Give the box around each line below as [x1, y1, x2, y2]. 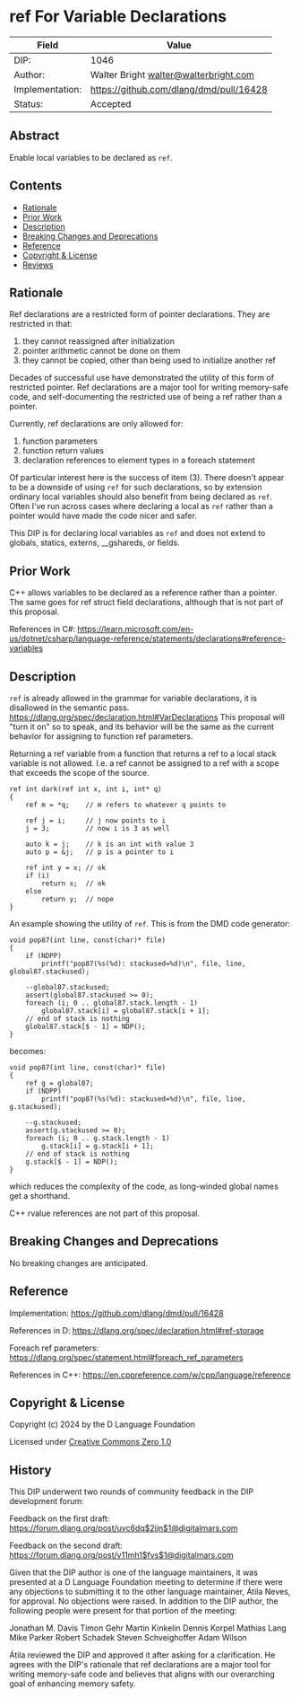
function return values [21, 445, 105, 456]
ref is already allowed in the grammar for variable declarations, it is [9, 693, 258, 703]
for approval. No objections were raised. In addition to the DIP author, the [9, 1596, 279, 1606]
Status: [13, 97, 43, 110]
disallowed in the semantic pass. [9, 702, 130, 713]
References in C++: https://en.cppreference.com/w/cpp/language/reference [9, 1369, 291, 1380]
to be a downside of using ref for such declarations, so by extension [9, 482, 262, 493]
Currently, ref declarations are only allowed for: [9, 418, 184, 429]
